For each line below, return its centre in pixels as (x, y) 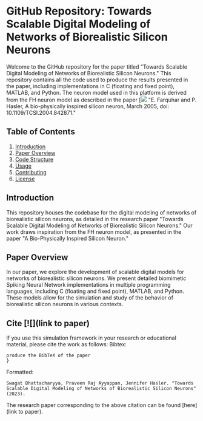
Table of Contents (41, 132)
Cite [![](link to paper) (48, 323)
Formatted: (20, 372)
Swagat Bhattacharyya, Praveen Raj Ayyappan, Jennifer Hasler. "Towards (100, 383)
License (25, 179)
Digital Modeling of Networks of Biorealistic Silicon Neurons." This (89, 73)
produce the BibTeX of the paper (48, 356)
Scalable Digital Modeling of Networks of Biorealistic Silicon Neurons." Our (99, 225)
